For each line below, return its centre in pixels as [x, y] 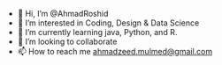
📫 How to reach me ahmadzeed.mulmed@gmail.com [115, 51]
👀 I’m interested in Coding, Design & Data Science [108, 23]
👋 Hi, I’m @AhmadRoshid [63, 14]
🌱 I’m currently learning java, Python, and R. [97, 32]
